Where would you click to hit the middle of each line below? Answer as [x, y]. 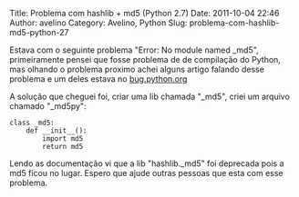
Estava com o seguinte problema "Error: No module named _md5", [134, 50]
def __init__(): [57, 131]
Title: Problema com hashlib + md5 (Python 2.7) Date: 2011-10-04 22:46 [144, 13]
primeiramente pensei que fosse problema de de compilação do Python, [145, 59]
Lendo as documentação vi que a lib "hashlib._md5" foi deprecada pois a [147, 163]
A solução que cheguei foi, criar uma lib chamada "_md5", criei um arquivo [149, 96]
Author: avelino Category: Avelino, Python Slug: [98, 23]
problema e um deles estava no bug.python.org [98, 79]
